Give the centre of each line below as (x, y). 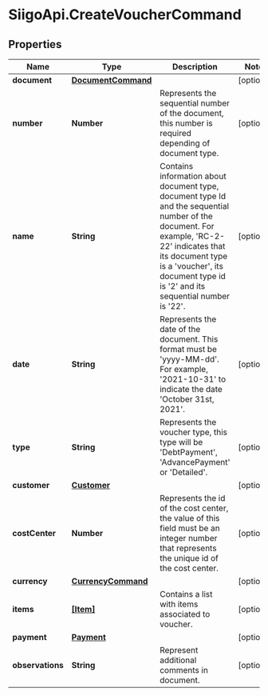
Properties (35, 44)
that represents (188, 548)
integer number (188, 538)
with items (179, 604)
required (175, 133)
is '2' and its (182, 286)
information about (193, 176)
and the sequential (194, 206)
